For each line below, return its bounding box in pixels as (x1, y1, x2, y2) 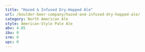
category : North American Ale (5, 16, 69, 21)
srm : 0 (5, 35, 19, 40)
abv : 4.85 (5, 26, 26, 31)
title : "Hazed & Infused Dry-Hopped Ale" (5, 7, 93, 12)
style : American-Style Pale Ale (5, 21, 73, 26)
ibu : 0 (5, 30, 19, 35)
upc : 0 (5, 40, 19, 45)
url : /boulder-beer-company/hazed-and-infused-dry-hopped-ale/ (5, 12, 140, 17)
